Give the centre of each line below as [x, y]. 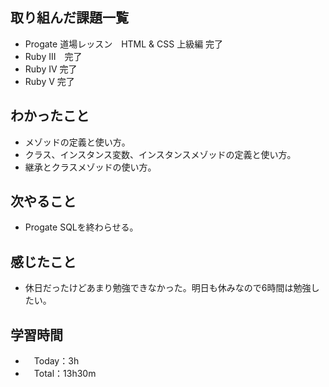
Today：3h [56, 361]
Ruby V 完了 [49, 81]
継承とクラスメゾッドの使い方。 [90, 167]
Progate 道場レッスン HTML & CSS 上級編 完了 [124, 44]
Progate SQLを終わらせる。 [81, 227]
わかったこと [50, 116]
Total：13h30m [65, 374]
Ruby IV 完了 [51, 69]
